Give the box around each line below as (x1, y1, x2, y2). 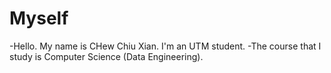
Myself (9, 7, 69, 30)
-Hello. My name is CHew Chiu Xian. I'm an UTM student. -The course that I (9, 40, 322, 52)
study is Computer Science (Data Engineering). (9, 50, 204, 62)
